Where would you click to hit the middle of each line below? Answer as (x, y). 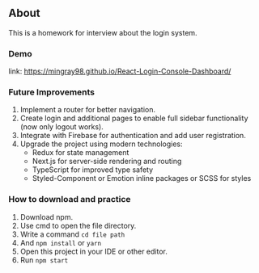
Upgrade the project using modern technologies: (102, 144)
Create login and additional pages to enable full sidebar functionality (134, 118)
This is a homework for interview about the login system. (103, 32)
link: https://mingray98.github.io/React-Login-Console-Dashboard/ (120, 71)
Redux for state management (81, 153)
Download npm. (47, 216)
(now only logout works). (62, 127)
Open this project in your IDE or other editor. (94, 251)
